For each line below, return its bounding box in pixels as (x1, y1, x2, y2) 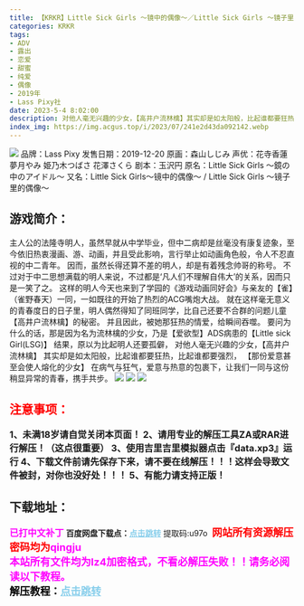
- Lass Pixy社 (9, 97, 62, 107)
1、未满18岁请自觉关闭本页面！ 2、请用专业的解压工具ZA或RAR (9, 428, 280, 440)
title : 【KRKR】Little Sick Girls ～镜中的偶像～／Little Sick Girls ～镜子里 (9, 13, 294, 23)
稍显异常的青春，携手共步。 (9, 373, 113, 383)
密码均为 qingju (9, 541, 82, 554)
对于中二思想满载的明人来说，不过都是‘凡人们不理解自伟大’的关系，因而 (16, 270, 283, 281)
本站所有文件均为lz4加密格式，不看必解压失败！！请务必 (9, 555, 280, 569)
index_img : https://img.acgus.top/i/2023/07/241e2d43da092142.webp (9, 123, 270, 132)
